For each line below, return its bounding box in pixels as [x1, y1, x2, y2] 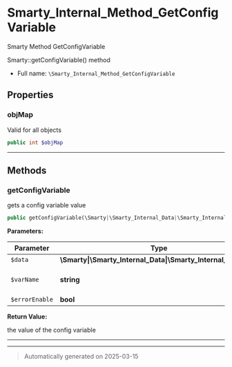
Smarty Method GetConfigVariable [7, 42, 106, 50]
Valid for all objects [7, 126, 62, 134]
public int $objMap [7, 139, 64, 146]
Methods [7, 164, 47, 176]
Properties [7, 89, 54, 101]
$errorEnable [10, 296, 54, 303]
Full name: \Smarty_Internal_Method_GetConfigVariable [17, 69, 175, 77]
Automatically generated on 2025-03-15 [23, 352, 139, 361]
